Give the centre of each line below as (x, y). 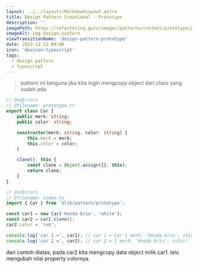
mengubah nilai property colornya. (48, 258)
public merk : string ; (43, 117)
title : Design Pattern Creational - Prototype (64, 17)
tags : (13, 55)
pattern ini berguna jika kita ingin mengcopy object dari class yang (101, 83)
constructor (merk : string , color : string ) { (72, 133)
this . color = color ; (52, 144)
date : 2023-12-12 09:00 (35, 45)
